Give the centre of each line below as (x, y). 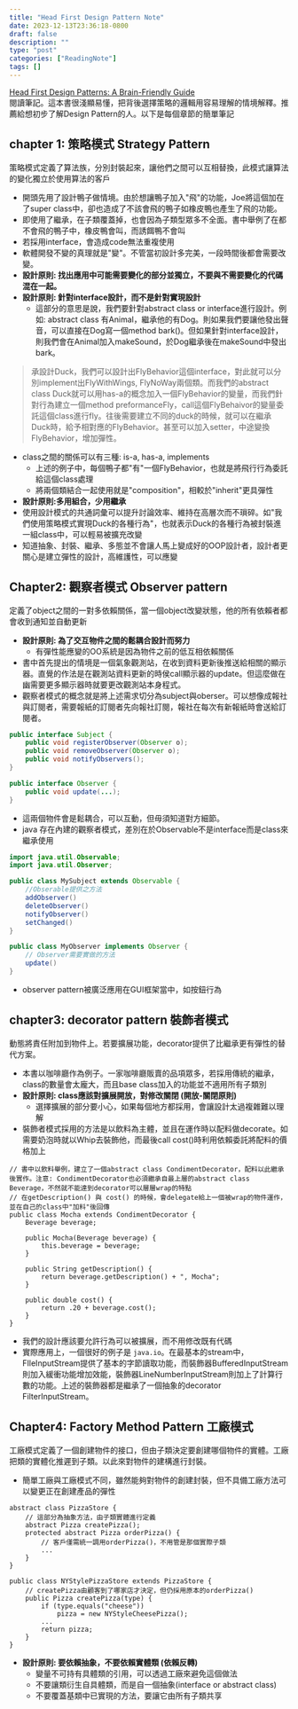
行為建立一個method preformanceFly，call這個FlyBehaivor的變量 (157, 404)
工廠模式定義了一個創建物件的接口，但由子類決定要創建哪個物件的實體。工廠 (149, 1450)
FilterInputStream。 (58, 1396)
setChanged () (49, 922)
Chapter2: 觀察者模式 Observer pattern (118, 588)
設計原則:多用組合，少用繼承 (74, 501)
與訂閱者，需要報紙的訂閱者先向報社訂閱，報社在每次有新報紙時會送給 (150, 707)
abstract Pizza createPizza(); (83, 1525)
